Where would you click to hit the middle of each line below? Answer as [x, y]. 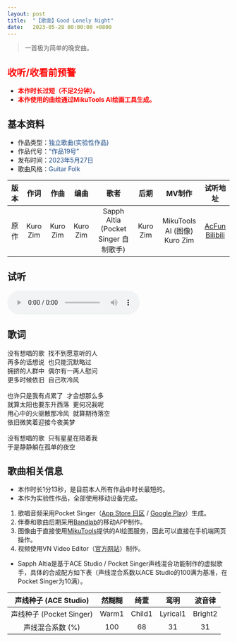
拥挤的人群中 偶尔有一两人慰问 [53, 371]
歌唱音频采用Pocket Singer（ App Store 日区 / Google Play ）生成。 [114, 513]
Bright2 [205, 614]
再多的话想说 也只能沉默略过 [49, 362]
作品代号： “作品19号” [48, 151]
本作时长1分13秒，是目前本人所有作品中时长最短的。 [93, 489]
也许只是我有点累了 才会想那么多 [56, 396]
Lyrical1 [173, 614]
